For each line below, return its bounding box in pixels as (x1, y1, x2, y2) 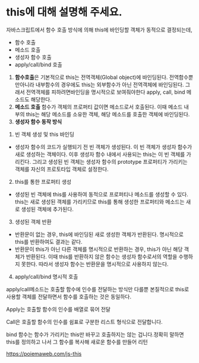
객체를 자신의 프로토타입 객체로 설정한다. (14, 165, 109, 173)
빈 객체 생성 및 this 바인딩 (14, 130, 75, 138)
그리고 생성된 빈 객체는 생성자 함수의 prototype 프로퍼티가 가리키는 (32, 158, 188, 165)
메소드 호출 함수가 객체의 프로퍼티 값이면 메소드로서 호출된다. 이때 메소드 (14, 103, 183, 110)
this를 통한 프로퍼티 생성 (14, 178, 72, 185)
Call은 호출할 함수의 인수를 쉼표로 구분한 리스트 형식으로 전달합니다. (6, 318, 163, 325)
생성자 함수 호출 (14, 53, 52, 60)
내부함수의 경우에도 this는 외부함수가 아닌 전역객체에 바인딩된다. (35, 81, 184, 88)
